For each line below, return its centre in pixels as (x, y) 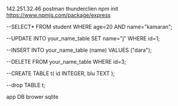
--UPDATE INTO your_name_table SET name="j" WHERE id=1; (83, 38)
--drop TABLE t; (26, 85)
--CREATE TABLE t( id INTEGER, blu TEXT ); (61, 73)
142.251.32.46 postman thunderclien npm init (62, 9)
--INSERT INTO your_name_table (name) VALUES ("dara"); (79, 50)
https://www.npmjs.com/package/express (59, 15)
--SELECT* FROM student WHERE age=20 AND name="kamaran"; (90, 27)
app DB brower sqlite (32, 97)
